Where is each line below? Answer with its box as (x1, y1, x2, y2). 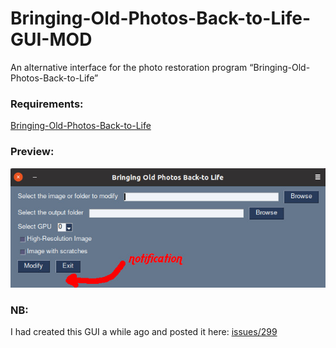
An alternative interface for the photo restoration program (10, 61, 248, 73)
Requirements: (10, 97, 84, 111)
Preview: (10, 145, 55, 159)
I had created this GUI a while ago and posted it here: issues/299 (10, 326, 278, 338)
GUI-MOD (10, 28, 93, 51)
